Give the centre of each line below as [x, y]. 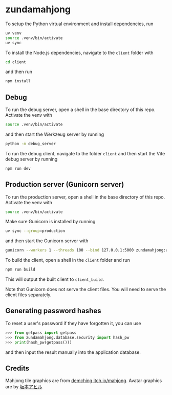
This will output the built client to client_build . [55, 279]
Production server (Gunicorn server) [65, 184]
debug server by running [31, 159]
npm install [18, 81]
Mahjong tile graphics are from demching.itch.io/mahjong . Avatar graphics [84, 381]
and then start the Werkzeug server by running [55, 134]
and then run [19, 72]
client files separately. [28, 295]
